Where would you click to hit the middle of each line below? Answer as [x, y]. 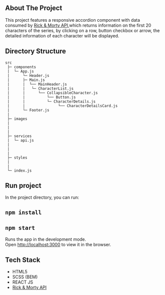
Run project [23, 186]
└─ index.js [19, 170]
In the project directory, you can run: [42, 197]
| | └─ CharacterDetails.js [51, 101]
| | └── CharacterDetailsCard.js [63, 106]
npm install [23, 212]
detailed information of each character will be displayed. [62, 36]
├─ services [19, 136]
